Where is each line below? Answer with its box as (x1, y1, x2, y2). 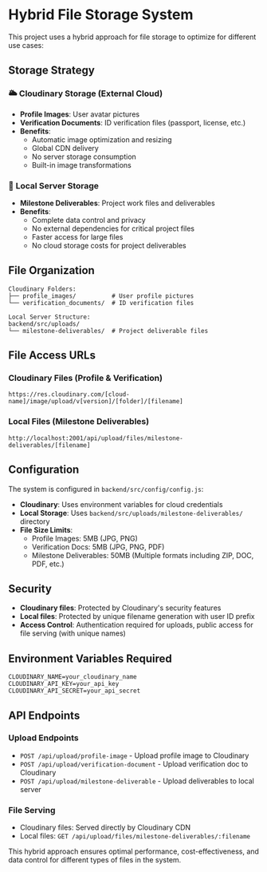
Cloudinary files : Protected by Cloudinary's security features (19, 603, 222, 612)
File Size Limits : (19, 525, 73, 534)
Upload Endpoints (8, 732, 80, 743)
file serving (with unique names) (19, 628, 126, 638)
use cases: (8, 40, 44, 50)
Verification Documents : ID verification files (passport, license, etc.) (19, 117, 246, 127)
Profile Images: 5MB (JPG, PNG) (31, 533, 138, 543)
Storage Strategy (8, 64, 96, 77)
